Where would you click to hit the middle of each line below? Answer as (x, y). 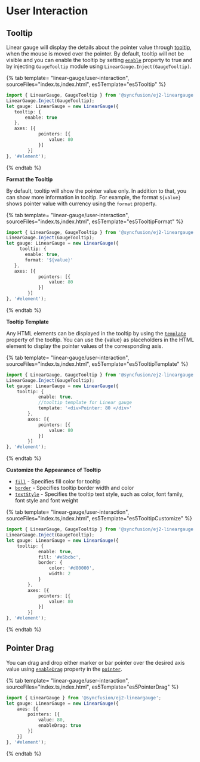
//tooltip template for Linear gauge (85, 403)
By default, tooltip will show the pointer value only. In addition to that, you (96, 191)
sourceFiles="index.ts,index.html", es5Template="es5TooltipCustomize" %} (99, 519)
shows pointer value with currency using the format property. (81, 203)
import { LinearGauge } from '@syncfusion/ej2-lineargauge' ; (84, 698)
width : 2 (59, 574)
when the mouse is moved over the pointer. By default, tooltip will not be (95, 54)
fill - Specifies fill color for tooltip (58, 482)
